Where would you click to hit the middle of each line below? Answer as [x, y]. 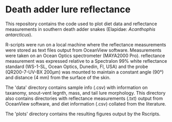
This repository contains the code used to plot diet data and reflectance [81, 24]
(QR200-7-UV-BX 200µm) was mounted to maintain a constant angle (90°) [84, 72]
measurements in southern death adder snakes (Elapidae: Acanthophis [80, 29]
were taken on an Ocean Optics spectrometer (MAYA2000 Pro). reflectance [85, 56]
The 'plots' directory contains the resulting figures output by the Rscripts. [83, 114]
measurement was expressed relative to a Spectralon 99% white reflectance [86, 61]
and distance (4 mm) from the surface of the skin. [58, 77]
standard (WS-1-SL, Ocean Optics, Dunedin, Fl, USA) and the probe [77, 66]
